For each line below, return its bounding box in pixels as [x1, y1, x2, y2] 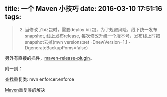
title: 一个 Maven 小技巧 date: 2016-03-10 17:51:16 [5, 4, 162, 13]
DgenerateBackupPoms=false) [24, 44, 88, 51]
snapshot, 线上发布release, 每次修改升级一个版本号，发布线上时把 [24, 33, 161, 39]
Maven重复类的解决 [5, 87, 46, 93]
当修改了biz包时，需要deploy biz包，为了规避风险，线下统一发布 [24, 26, 158, 32]
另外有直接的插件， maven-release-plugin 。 [5, 55, 95, 61]
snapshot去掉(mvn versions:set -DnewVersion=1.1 [24, 39, 128, 45]
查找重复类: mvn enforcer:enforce [5, 76, 75, 82]
